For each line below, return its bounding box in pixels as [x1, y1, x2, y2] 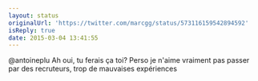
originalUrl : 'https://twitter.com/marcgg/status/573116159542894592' [8, 19, 249, 27]
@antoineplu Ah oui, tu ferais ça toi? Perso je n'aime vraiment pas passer [8, 56, 250, 65]
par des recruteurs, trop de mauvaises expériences [8, 64, 178, 74]
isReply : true [8, 26, 56, 34]
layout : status [8, 11, 59, 20]
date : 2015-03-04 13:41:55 [8, 33, 99, 42]
